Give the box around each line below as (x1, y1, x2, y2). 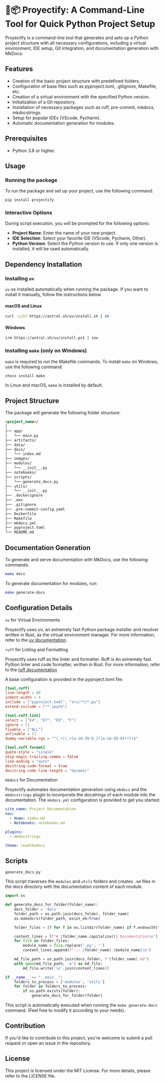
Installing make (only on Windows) (5, 347, 87, 354)
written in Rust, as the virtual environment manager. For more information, (5, 632, 156, 638)
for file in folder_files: (14, 938, 70, 943)
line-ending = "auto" (5, 759, 50, 764)
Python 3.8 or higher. (12, 148, 55, 153)
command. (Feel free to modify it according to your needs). (5, 1007, 125, 1013)
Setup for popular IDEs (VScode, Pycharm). (12, 115, 101, 121)
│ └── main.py (5, 433, 39, 438)
